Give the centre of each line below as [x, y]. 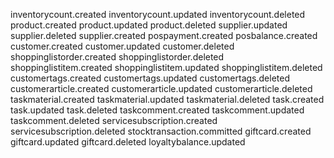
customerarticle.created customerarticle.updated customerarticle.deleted [161, 88]
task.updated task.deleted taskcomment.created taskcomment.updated [157, 110]
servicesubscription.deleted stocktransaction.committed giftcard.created [161, 131]
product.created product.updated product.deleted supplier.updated [149, 25]
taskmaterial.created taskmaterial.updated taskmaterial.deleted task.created [167, 99]
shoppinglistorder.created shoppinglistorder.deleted [117, 57]
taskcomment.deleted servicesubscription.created [114, 120]
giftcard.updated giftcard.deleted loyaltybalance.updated [128, 142]
